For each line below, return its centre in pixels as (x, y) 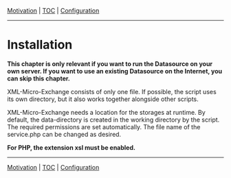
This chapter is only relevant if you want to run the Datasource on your (110, 64)
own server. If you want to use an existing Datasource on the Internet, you (115, 71)
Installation (40, 45)
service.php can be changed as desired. (64, 134)
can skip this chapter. (38, 78)
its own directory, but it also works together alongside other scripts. (103, 99)
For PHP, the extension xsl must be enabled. (71, 147)
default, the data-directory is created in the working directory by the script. (113, 120)
